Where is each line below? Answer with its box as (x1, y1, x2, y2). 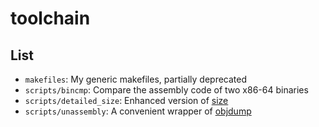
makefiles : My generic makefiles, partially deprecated (24, 73, 248, 85)
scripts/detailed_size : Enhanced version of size (24, 95, 229, 106)
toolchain (10, 7, 91, 30)
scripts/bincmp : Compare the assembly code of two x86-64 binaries (24, 84, 309, 96)
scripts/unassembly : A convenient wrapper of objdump (24, 105, 252, 117)
